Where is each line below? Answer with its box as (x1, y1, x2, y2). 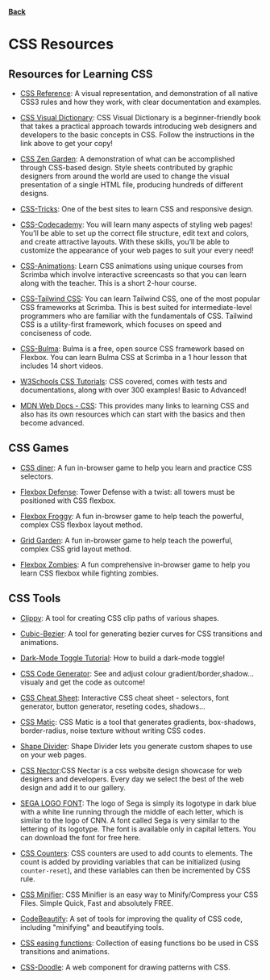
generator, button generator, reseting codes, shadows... (19, 701, 206, 711)
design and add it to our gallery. (19, 782, 127, 792)
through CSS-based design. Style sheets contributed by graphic (19, 163, 234, 172)
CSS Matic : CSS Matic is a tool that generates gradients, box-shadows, (19, 717, 256, 727)
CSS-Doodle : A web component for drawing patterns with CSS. (19, 962, 231, 972)
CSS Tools (8, 592, 61, 605)
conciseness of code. (19, 329, 93, 337)
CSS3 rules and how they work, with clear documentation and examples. (19, 97, 262, 107)
